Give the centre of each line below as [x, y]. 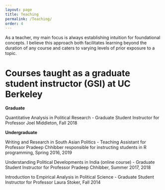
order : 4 [14, 24]
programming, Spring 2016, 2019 [39, 153]
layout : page [19, 10]
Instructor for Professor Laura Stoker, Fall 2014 [53, 182]
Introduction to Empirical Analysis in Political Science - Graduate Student [80, 177]
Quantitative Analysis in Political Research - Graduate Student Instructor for [82, 118]
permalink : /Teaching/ [29, 19]
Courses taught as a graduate [68, 73]
